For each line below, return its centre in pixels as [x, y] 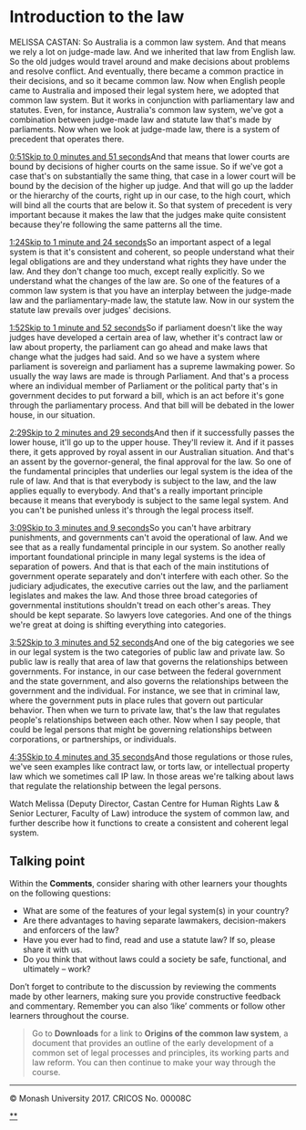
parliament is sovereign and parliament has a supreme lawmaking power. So [153, 366]
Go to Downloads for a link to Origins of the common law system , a [160, 1033]
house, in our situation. [52, 415]
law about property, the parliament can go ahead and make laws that [138, 347]
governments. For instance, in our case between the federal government [145, 671]
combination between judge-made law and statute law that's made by [140, 119]
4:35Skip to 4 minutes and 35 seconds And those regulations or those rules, [151, 757]
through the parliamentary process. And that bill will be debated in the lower [152, 405]
